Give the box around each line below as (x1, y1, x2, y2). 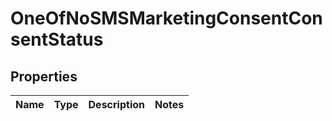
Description (88, 98, 145, 111)
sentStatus (10, 28, 104, 51)
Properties (10, 68, 78, 85)
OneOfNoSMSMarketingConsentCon (10, 7, 323, 30)
